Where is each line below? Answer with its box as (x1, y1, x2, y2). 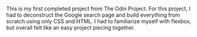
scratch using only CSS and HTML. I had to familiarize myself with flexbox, (6, 18, 192, 24)
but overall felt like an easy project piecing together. (6, 24, 136, 31)
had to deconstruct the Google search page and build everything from (6, 11, 181, 18)
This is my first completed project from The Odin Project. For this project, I (6, 5, 191, 12)
